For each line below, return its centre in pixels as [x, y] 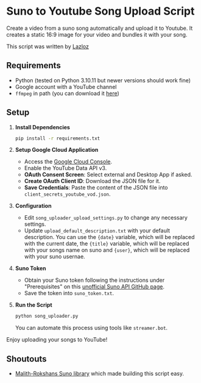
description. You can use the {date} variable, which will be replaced [109, 237]
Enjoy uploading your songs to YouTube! [57, 340]
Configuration [33, 206]
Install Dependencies [42, 127]
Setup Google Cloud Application [57, 150]
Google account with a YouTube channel [66, 87]
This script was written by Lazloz [48, 46]
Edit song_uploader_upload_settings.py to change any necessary [106, 218]
